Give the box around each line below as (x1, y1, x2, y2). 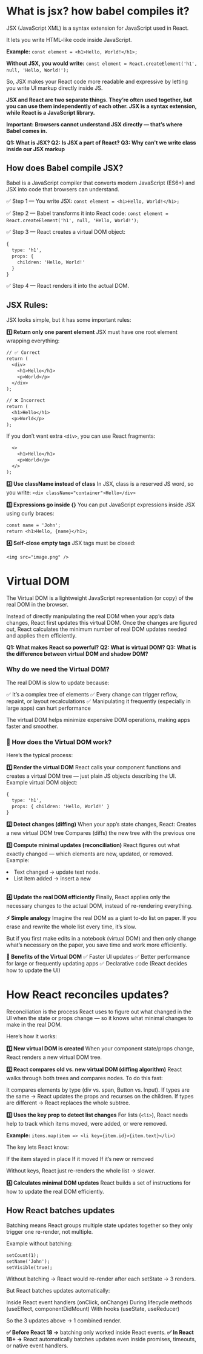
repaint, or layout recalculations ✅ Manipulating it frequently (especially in (6, 697, 191, 705)
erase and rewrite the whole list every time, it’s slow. (6, 923, 136, 930)
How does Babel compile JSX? (6, 163, 124, 174)
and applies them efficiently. (6, 631, 77, 639)
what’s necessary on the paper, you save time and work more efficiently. (6, 941, 187, 948)
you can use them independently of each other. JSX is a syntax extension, (6, 102, 197, 110)
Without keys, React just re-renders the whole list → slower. (6, 1167, 156, 1174)
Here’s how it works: (6, 1033, 58, 1040)
